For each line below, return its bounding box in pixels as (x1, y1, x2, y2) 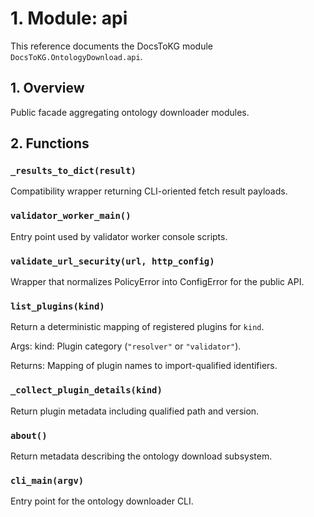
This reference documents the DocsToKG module (10, 40, 213, 52)
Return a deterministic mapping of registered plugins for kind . (10, 321, 265, 333)
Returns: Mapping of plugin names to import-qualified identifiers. (10, 360, 278, 372)
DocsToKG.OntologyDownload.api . (10, 50, 143, 62)
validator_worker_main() (10, 210, 132, 222)
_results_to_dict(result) (10, 165, 137, 177)
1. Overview (10, 80, 85, 97)
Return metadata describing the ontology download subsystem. (10, 450, 273, 462)
